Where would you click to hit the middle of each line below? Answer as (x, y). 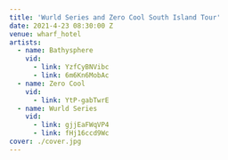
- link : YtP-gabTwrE (71, 100)
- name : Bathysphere (55, 51)
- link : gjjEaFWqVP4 (71, 125)
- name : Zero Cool (52, 84)
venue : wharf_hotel (45, 34)
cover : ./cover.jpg (45, 141)
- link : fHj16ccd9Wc (71, 133)
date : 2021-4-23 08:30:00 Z (61, 26)
